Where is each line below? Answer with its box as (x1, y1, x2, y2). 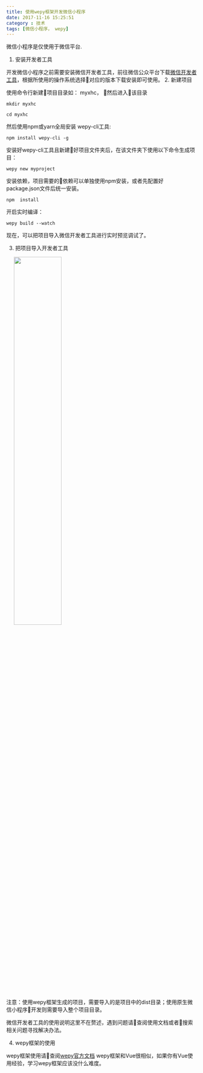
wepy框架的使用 (14, 1039, 56, 1046)
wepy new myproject (6, 166, 56, 172)
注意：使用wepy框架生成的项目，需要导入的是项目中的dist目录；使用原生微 (6, 999, 193, 1006)
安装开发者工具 (14, 56, 53, 63)
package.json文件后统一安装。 (6, 185, 83, 192)
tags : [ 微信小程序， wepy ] (6, 25, 69, 32)
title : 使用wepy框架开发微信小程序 (6, 8, 86, 15)
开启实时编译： (6, 208, 43, 216)
